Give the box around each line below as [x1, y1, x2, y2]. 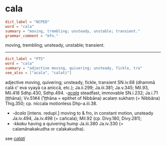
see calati [5, 135, 26, 142]
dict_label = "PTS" [5, 57, 45, 62]
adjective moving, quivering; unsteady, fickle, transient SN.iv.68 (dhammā [5, 79, 156, 85]
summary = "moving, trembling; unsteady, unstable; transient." [5, 28, 140, 34]
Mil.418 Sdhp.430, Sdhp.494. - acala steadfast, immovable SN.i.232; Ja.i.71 [5, 90, 158, 96]
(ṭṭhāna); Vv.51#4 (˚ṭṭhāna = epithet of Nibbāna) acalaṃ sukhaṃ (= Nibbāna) [5, 95, 161, 101]
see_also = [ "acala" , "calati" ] [5, 71, 72, 75]
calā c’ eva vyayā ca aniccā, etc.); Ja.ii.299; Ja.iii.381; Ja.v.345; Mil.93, [5, 84, 149, 90]
